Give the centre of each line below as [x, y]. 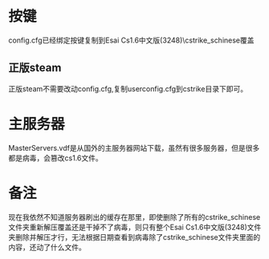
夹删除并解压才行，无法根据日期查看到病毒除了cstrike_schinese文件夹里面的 [134, 237]
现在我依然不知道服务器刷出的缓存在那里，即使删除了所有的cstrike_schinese [134, 217]
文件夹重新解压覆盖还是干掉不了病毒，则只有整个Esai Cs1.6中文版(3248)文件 [135, 227]
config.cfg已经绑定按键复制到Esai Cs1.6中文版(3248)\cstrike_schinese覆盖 [131, 40]
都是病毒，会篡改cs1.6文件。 [55, 158]
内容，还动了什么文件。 [47, 247]
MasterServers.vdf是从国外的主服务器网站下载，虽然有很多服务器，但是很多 [134, 148]
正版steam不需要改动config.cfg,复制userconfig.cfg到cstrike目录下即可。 [128, 88]
